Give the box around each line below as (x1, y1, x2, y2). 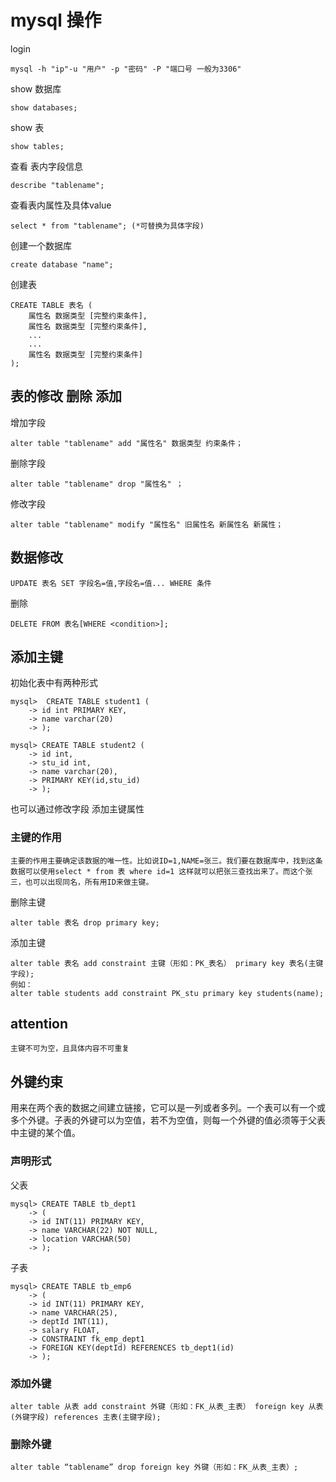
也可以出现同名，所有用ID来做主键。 (24, 877, 154, 887)
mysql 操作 (10, 9, 102, 32)
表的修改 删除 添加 (10, 388, 122, 405)
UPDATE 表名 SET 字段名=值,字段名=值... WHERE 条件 (10, 578, 212, 588)
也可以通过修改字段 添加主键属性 (10, 803, 145, 815)
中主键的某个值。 (10, 1127, 81, 1139)
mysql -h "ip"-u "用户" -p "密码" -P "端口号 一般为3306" (10, 64, 242, 74)
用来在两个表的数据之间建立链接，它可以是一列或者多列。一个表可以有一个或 (10, 1102, 326, 1114)
